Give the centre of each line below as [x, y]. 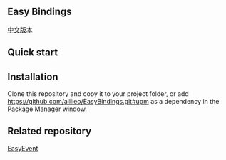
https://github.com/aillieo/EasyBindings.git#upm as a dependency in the [113, 102]
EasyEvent [23, 148]
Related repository [50, 131]
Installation [33, 76]
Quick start [33, 53]
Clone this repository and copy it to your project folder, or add [98, 94]
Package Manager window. [47, 109]
